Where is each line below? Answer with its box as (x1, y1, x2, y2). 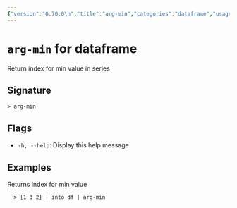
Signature (7, 84, 51, 96)
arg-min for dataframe (7, 40, 138, 56)
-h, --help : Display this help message (17, 141, 129, 149)
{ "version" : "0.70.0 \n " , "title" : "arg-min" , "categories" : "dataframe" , (7, 10, 213, 18)
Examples (7, 161, 51, 173)
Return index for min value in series (7, 64, 111, 73)
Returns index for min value (7, 181, 87, 188)
